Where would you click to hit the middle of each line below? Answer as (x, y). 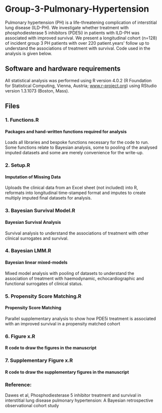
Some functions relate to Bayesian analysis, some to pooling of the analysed (81, 147)
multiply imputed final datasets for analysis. (49, 198)
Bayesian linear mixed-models (36, 262)
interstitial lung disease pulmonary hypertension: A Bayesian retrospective (79, 400)
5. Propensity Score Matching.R (43, 296)
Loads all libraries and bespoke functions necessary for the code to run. (77, 143)
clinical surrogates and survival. (37, 238)
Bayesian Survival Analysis (33, 222)
